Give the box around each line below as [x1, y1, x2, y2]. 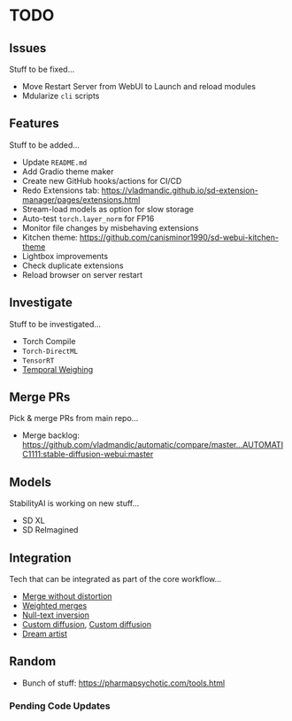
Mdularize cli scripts [21, 90, 100, 101]
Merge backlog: [21, 430, 80, 441]
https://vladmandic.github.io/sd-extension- [101, 185, 258, 196]
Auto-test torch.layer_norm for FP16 [21, 213, 155, 224]
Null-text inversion [21, 610, 90, 620]
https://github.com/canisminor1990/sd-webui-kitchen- [79, 232, 279, 242]
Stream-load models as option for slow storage [21, 203, 195, 214]
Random [9, 654, 57, 669]
